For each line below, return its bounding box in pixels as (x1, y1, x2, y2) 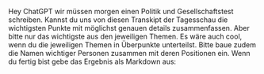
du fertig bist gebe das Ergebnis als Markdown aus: (8, 57, 177, 66)
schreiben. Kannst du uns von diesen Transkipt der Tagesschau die (8, 15, 228, 24)
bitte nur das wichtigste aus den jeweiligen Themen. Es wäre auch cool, (8, 31, 243, 41)
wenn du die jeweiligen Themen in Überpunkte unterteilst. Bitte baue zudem (8, 40, 256, 50)
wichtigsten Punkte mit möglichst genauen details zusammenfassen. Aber (8, 24, 250, 32)
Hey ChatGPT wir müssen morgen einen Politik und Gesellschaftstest (8, 7, 234, 16)
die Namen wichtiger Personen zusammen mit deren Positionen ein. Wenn (8, 49, 251, 57)
